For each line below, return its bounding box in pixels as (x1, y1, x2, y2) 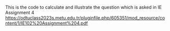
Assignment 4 (5, 9, 35, 15)
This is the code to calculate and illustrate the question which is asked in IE (5, 4, 162, 10)
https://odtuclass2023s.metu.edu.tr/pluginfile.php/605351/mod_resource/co (5, 15, 165, 20)
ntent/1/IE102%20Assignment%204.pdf (5, 20, 88, 26)
